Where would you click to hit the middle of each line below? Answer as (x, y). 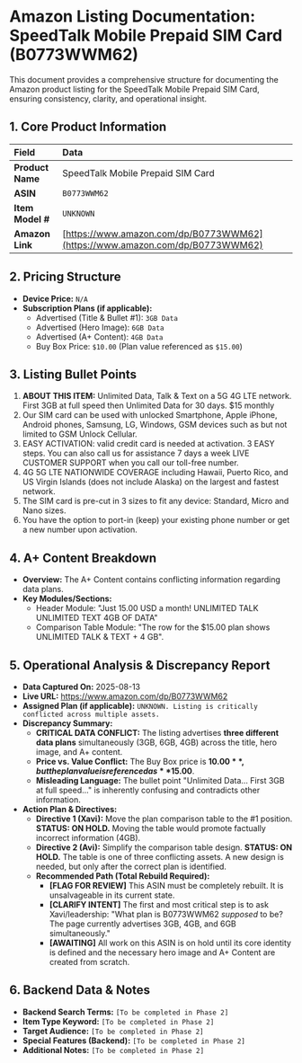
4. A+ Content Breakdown (83, 558)
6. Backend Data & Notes (80, 990)
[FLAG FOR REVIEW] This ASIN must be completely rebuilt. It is (166, 886)
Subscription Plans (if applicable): (87, 308)
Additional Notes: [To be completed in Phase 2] (113, 1050)
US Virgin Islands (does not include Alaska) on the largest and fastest (151, 482)
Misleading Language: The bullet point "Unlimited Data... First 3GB (160, 780)
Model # (32, 219)
